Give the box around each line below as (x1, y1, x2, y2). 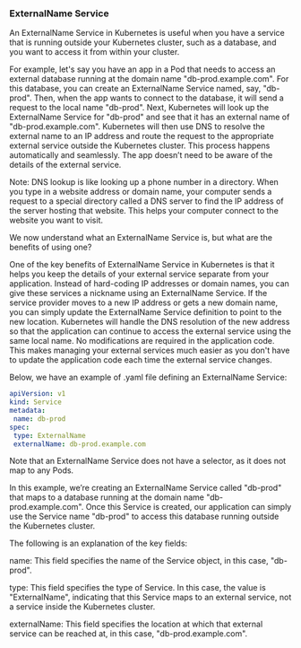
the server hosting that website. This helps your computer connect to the (9, 206, 279, 216)
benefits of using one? (9, 241, 92, 253)
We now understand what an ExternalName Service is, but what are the (9, 232, 273, 243)
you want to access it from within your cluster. (9, 47, 180, 57)
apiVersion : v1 (9, 390, 66, 398)
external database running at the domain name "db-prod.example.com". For (9, 74, 289, 84)
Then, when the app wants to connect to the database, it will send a (33, 92, 284, 103)
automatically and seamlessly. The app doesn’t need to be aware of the (9, 150, 273, 161)
